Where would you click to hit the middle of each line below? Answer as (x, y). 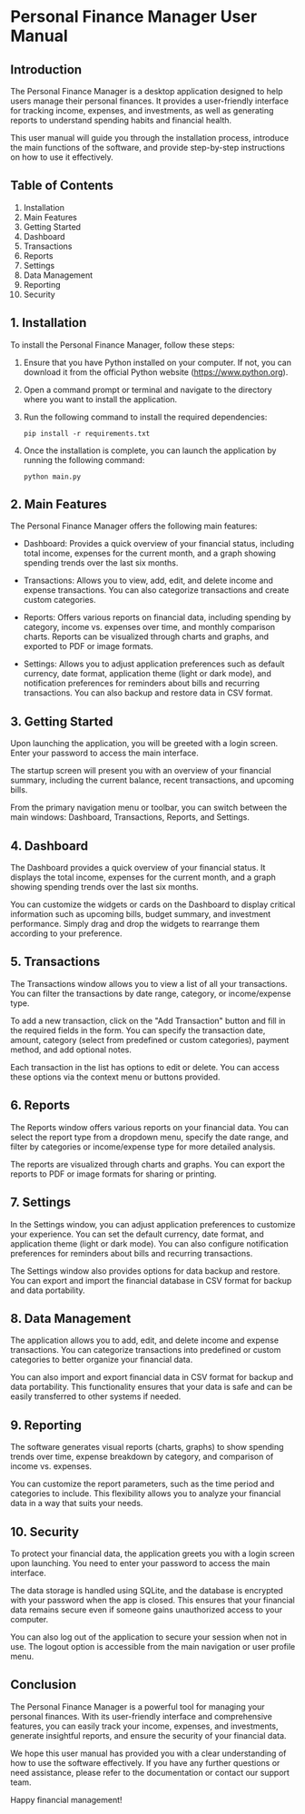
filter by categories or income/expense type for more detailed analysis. (143, 1147)
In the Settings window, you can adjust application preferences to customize (153, 1224)
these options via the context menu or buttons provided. (115, 1077)
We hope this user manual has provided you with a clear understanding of (148, 1753)
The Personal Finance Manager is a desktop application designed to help (147, 91)
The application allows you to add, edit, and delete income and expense (145, 1340)
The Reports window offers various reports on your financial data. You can (150, 1127)
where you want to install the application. (100, 399)
